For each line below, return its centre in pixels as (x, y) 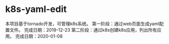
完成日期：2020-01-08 (39, 36)
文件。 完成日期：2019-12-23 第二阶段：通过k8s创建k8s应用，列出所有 (83, 30)
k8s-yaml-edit (36, 9)
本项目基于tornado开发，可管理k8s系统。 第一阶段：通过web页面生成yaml (82, 23)
